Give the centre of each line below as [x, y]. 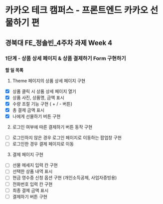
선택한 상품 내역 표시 [32, 171]
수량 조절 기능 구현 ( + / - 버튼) [42, 104]
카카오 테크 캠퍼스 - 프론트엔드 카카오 [77, 10]
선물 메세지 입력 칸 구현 [35, 165]
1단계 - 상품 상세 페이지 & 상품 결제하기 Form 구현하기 [66, 58]
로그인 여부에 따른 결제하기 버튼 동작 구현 [52, 127]
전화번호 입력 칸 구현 [32, 184]
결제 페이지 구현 [28, 154]
